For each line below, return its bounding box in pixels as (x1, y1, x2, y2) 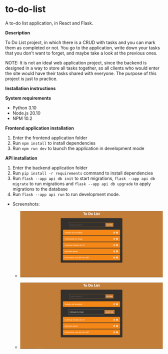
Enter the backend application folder (12, 164, 88, 170)
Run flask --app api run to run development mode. (12, 191, 120, 197)
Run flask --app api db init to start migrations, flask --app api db (12, 175, 155, 181)
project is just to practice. (5, 75, 58, 81)
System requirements (5, 95, 51, 101)
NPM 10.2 (12, 115, 32, 121)
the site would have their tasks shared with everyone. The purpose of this (5, 70, 156, 76)
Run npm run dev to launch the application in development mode (12, 145, 144, 151)
